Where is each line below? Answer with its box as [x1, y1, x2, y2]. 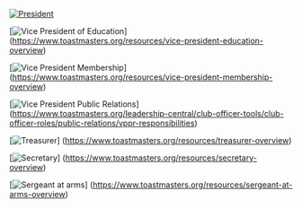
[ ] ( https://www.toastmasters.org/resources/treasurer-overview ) [9, 135, 292, 145]
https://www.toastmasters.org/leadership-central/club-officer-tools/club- [12, 108, 285, 118]
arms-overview [9, 189, 66, 199]
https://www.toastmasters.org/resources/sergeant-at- [93, 179, 293, 190]
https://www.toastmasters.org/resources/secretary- [65, 152, 258, 163]
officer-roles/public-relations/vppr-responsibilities [9, 117, 195, 128]
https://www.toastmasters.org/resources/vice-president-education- [12, 36, 263, 46]
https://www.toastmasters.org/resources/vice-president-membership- [12, 72, 273, 82]
